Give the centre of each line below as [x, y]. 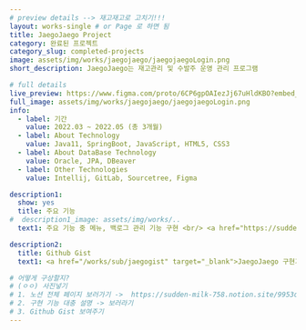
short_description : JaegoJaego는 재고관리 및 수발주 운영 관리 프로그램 [134, 69]
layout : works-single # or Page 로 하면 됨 [90, 26]
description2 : [36, 245]
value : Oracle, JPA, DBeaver [81, 161]
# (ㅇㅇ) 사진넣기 [39, 286]
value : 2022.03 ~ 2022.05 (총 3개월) [95, 127]
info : [20, 110]
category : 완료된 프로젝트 [54, 43]
